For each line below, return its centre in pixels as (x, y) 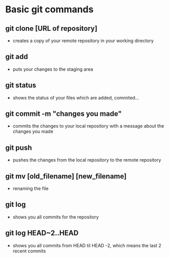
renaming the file (30, 189)
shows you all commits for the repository (56, 217)
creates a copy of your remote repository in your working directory (83, 41)
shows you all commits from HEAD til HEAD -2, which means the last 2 (87, 245)
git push (19, 147)
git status (21, 85)
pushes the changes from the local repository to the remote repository (87, 160)
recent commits (29, 251)
